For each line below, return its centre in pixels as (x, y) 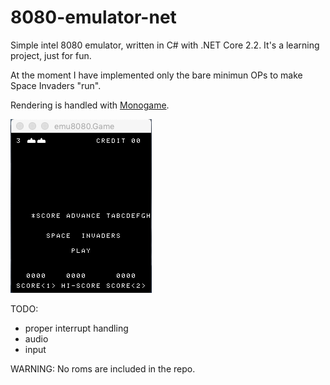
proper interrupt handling (76, 328)
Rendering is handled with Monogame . (90, 105)
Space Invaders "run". (56, 85)
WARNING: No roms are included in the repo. (103, 368)
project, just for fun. (51, 55)
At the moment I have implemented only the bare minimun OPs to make (156, 75)
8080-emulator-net (93, 17)
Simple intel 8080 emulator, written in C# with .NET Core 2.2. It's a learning (165, 45)
